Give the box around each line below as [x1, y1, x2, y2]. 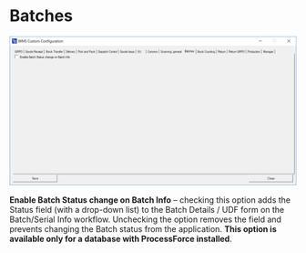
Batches [9, 5, 74, 26]
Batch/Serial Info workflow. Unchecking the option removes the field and [9, 214, 282, 225]
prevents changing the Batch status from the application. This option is [9, 224, 277, 235]
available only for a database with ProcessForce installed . [9, 234, 232, 245]
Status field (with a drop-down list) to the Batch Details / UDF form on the [9, 205, 285, 216]
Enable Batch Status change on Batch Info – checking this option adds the [9, 195, 291, 206]
